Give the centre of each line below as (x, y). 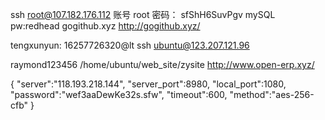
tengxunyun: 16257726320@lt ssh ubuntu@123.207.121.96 (130, 45)
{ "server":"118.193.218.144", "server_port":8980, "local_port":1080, (148, 84)
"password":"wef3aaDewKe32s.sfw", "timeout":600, (119, 94)
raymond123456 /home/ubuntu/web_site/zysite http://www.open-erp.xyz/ (162, 64)
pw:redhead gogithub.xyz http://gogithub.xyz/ (105, 26)
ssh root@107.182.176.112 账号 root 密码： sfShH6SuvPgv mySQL (143, 14)
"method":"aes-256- (272, 94)
